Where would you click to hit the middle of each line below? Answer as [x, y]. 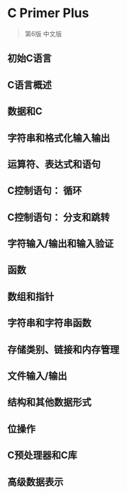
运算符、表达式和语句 [54, 164]
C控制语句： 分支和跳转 [59, 217]
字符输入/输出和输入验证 [61, 244]
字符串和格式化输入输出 [59, 138]
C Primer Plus [48, 13]
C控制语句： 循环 [45, 191]
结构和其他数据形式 [49, 402]
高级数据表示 [35, 482]
